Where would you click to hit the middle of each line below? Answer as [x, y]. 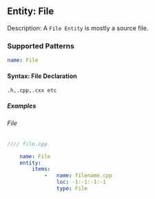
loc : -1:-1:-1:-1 [81, 182]
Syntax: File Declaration [42, 76]
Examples [22, 106]
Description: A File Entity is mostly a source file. [78, 28]
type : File [72, 189]
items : [41, 169]
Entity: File [31, 11]
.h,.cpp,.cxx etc [32, 91]
